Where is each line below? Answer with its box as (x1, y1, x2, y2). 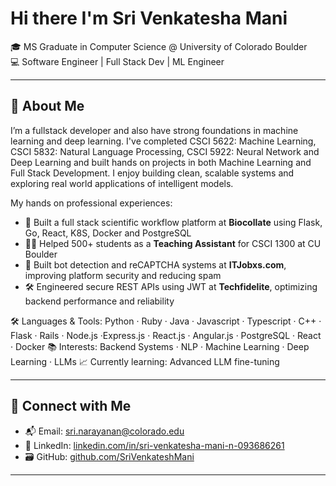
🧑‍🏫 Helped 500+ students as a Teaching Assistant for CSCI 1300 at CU (24, 237, 322, 249)
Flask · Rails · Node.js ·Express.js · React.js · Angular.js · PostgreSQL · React (10, 329, 322, 341)
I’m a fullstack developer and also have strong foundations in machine (10, 124, 299, 136)
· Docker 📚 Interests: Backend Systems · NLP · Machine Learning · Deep (10, 340, 310, 352)
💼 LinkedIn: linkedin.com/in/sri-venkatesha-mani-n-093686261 (24, 439, 285, 451)
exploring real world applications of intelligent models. (10, 177, 234, 189)
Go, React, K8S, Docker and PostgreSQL (24, 227, 192, 239)
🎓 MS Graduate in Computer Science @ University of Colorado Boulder (10, 40, 308, 52)
